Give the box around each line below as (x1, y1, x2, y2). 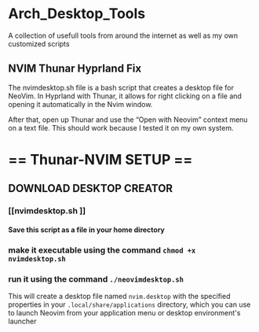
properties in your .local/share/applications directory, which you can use (8, 300, 251, 309)
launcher (8, 316, 37, 326)
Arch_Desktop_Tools (8, 5, 146, 23)
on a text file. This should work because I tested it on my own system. (8, 123, 234, 132)
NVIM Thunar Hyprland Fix (8, 62, 142, 76)
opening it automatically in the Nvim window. (8, 99, 153, 109)
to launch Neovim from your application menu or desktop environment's (8, 308, 241, 318)
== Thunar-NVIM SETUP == (8, 150, 193, 168)
